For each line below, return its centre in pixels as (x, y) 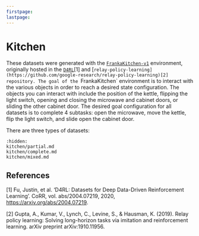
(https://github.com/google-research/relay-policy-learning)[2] (87, 75)
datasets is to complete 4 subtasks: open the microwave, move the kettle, (96, 113)
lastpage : (18, 17)
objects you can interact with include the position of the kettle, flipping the (97, 94)
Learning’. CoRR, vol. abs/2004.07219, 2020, (61, 196)
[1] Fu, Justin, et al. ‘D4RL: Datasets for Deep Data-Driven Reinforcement (95, 190)
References (28, 176)
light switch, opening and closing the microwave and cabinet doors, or (92, 100)
